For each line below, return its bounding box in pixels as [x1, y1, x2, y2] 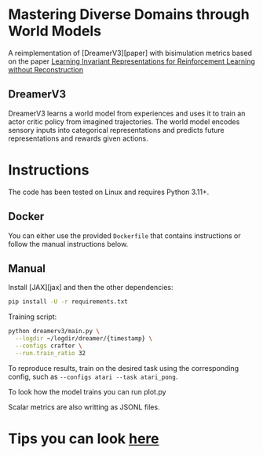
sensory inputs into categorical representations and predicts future [8, 125, 225, 134]
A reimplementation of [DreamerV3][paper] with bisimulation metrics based [8, 48, 253, 57]
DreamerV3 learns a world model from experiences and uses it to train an [8, 108, 246, 118]
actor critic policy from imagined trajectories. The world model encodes [8, 116, 240, 127]
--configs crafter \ [15, 342, 82, 350]
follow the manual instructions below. [8, 239, 129, 248]
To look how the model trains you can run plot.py [8, 387, 166, 396]
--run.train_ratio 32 [15, 349, 86, 357]
